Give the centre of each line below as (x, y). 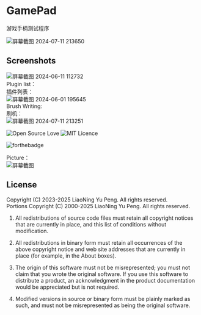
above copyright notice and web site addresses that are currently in (100, 249)
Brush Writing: (24, 106)
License (22, 185)
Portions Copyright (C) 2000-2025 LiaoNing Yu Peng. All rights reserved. (98, 206)
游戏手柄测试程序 (28, 28)
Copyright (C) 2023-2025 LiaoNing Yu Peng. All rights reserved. (87, 200)
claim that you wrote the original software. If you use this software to (101, 274)
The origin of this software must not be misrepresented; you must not (103, 267)
